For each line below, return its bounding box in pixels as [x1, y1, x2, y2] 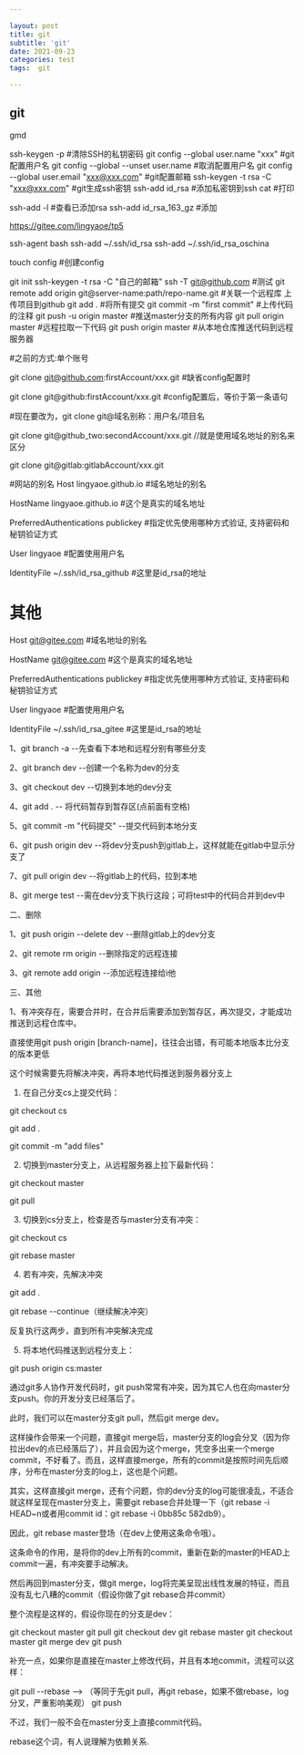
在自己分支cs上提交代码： [22, 1087, 120, 1098]
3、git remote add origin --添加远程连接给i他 [9, 967, 177, 978]
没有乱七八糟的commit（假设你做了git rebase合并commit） [9, 1588, 230, 1600]
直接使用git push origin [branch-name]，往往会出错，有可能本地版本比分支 [9, 1037, 289, 1048]
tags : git [9, 64, 51, 73]
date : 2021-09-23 [9, 46, 76, 56]
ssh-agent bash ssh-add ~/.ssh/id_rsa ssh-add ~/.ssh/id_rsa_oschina [9, 238, 270, 249]
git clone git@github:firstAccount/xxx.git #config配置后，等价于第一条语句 [9, 391, 289, 402]
